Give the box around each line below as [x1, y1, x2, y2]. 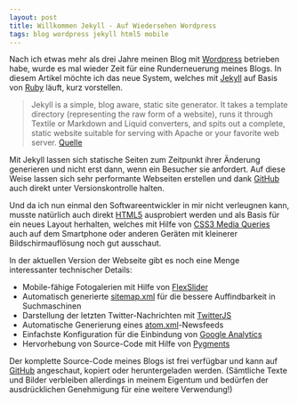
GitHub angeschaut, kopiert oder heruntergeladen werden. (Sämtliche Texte [9, 366, 287, 376]
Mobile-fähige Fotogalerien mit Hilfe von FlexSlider [21, 282, 209, 293]
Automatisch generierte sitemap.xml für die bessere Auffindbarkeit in [21, 291, 276, 302]
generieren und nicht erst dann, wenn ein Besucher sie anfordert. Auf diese [9, 164, 286, 174]
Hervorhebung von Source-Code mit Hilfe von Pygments [21, 339, 230, 350]
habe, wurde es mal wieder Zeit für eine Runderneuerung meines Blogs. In [9, 63, 282, 74]
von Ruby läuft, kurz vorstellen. [9, 82, 123, 93]
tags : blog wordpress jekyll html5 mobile [9, 29, 169, 38]
